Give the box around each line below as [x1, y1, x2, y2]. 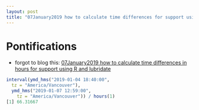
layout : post [6, 8, 38, 15]
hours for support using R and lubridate [14, 66, 111, 73]
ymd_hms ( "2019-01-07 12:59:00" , [11, 88, 92, 94]
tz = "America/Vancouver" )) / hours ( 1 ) [17, 93, 115, 99]
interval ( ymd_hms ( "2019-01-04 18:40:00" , [6, 77, 110, 83]
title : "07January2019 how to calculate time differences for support [6, 14, 184, 20]
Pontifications [6, 40, 77, 53]
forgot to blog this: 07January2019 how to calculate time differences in [14, 59, 187, 66]
